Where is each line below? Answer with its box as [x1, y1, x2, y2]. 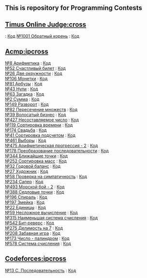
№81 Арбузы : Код [5, 81, 43, 87]
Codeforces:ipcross [5, 255, 67, 263]
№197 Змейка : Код [5, 199, 45, 205]
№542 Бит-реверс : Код [5, 220, 54, 226]
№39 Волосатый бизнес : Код [5, 112, 66, 118]
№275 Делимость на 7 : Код [5, 225, 63, 231]
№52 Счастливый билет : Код [5, 65, 66, 71]
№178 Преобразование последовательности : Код [5, 148, 109, 154]
